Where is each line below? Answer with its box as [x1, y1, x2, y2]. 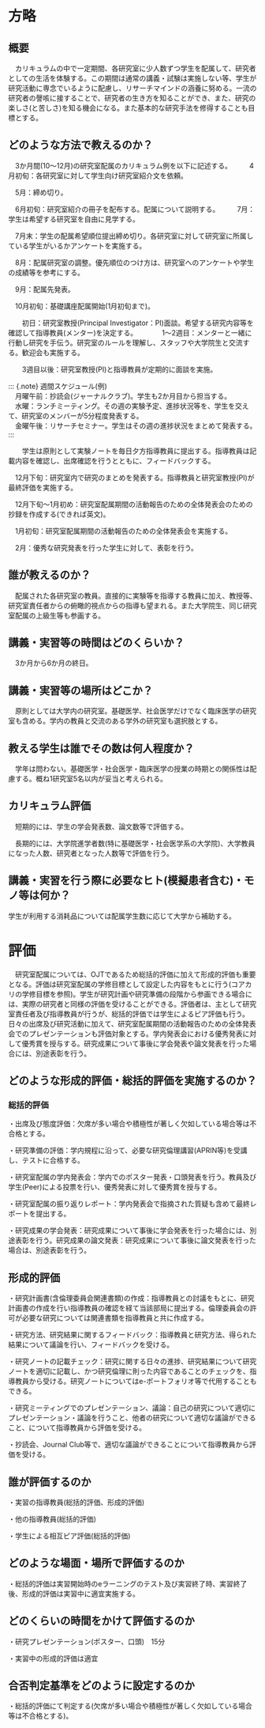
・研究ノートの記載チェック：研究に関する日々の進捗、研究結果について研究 [8, 1357, 257, 1367]
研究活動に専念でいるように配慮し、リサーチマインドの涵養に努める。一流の [8, 84, 257, 93]
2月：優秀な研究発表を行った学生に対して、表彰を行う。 [14, 543, 199, 552]
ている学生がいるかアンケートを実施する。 [8, 240, 147, 250]
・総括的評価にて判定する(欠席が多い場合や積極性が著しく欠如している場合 [8, 1701, 252, 1711]
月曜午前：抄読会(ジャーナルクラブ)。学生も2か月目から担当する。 [14, 391, 232, 400]
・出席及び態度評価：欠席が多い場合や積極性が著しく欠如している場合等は [8, 1119, 250, 1129]
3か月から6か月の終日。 [14, 658, 93, 668]
